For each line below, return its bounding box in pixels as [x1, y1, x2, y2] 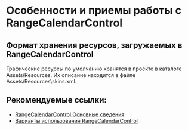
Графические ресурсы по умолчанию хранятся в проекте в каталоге [6, 65, 182, 72]
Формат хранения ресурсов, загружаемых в [6, 40, 183, 50]
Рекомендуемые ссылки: [6, 95, 107, 105]
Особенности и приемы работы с [6, 4, 182, 17]
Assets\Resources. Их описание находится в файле [6, 72, 136, 78]
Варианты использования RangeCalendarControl [14, 117, 138, 124]
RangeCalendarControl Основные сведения [14, 111, 125, 118]
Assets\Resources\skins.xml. [6, 78, 77, 85]
